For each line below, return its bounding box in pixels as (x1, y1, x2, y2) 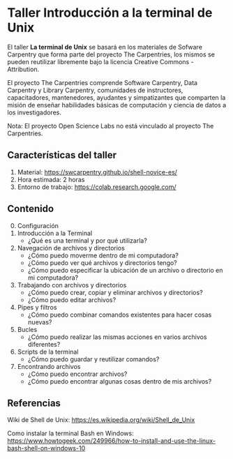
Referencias (7, 397, 61, 409)
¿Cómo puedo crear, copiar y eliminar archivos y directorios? (27, 288, 204, 296)
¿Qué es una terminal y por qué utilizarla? (27, 236, 148, 245)
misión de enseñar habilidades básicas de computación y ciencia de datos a (7, 100, 227, 109)
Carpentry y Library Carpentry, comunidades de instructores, (7, 86, 183, 94)
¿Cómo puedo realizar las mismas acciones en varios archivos (27, 333, 207, 341)
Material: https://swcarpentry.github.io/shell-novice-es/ (17, 167, 178, 176)
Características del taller (7, 149, 117, 161)
